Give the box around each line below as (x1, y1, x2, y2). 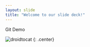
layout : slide (5, 7, 36, 13)
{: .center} (33, 36, 54, 42)
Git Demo (5, 26, 25, 32)
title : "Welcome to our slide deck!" (5, 12, 85, 17)
